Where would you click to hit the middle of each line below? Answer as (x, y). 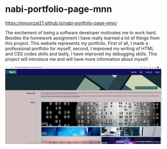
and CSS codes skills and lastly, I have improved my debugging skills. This (81, 54)
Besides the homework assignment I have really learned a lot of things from (83, 38)
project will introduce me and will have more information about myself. (77, 59)
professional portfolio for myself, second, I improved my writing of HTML (80, 48)
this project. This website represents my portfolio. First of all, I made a (77, 43)
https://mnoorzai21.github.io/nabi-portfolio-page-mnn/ (61, 23)
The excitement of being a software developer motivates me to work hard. (81, 32)
